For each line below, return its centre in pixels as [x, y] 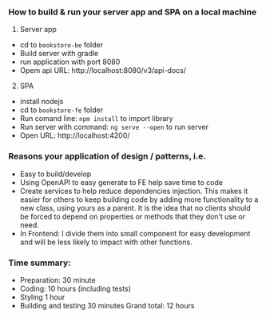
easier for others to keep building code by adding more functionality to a [139, 199]
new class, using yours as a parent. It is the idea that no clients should [135, 207]
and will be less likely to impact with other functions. [106, 242]
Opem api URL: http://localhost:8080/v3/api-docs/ [103, 70]
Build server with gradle [59, 54]
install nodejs [42, 102]
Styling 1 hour [42, 297]
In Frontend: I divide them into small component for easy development [135, 233]
